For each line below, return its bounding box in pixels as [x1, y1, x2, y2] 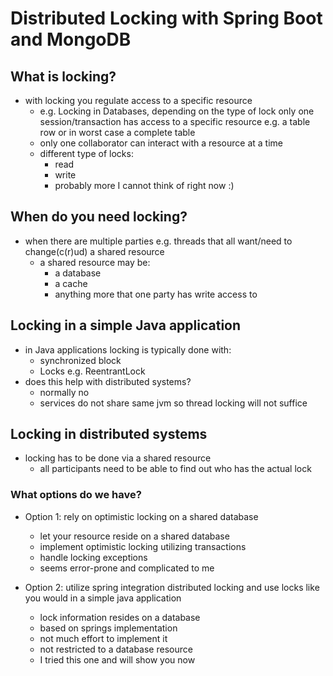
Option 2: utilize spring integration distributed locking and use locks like [24, 581, 320, 593]
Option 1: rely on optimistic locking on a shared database [24, 510, 259, 522]
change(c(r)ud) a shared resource [24, 245, 165, 257]
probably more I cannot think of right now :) [54, 180, 235, 191]
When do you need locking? [10, 208, 188, 226]
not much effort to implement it [39, 632, 168, 644]
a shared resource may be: [39, 256, 151, 268]
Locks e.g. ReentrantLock [39, 365, 146, 377]
